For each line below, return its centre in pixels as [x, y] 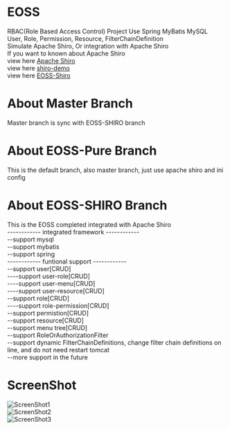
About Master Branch [70, 104]
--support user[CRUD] [39, 268]
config [16, 177]
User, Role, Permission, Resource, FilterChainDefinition [86, 38]
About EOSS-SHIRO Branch [87, 205]
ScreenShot [42, 385]
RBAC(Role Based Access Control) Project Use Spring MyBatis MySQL [107, 31]
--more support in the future [47, 357]
